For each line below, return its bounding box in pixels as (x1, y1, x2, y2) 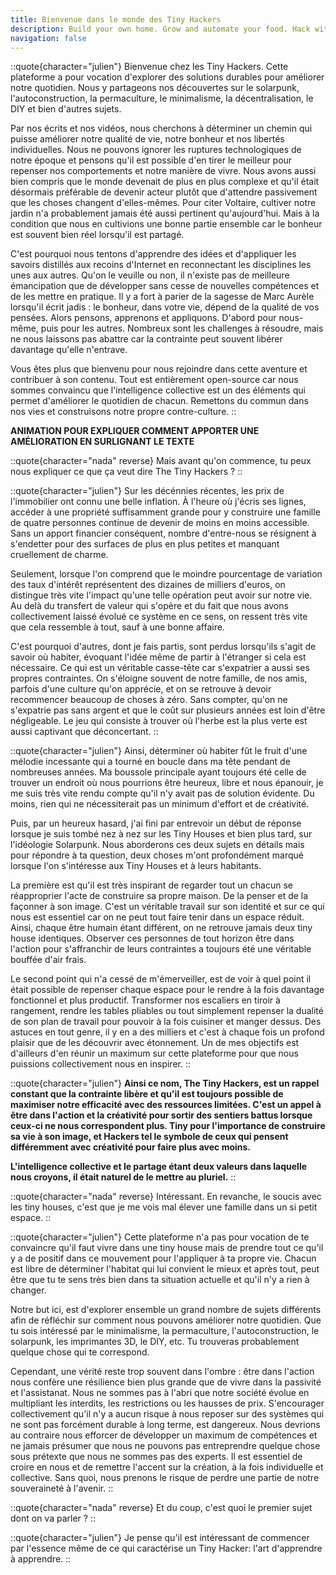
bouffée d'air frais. (10, 954, 87, 966)
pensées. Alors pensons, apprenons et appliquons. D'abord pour (10, 312, 277, 324)
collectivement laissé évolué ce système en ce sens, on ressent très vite (10, 611, 308, 623)
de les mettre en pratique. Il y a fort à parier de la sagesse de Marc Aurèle (10, 291, 315, 303)
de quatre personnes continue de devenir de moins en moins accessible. (10, 517, 310, 529)
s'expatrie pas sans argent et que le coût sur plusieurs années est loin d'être (10, 704, 326, 716)
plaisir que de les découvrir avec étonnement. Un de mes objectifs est (10, 1037, 300, 1049)
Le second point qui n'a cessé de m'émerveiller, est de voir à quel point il (10, 973, 312, 985)
